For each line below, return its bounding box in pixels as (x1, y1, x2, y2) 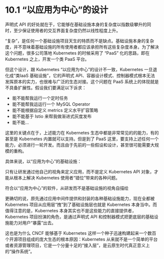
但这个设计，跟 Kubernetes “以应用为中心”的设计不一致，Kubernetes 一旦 (5, 66, 153, 72)
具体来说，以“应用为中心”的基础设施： (5, 158, 82, 164)
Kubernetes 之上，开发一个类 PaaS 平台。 (5, 56, 89, 62)
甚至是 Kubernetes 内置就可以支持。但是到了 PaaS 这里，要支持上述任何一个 (5, 136, 159, 142)
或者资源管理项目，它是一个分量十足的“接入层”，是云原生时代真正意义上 (5, 242, 150, 248)
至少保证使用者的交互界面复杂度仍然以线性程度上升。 (13, 27, 121, 33)
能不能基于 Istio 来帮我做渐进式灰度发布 (12, 113, 92, 119)
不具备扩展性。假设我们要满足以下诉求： (5, 85, 86, 91)
